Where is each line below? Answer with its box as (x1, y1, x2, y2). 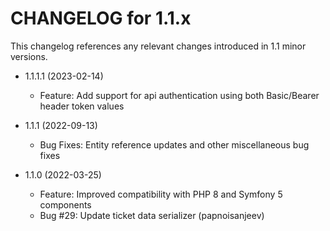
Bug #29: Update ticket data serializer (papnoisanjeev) (39, 209, 265, 221)
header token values (39, 100, 125, 112)
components (39, 198, 92, 211)
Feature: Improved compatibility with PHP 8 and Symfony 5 (39, 188, 283, 200)
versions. (10, 50, 48, 62)
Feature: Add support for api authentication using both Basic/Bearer (39, 89, 320, 101)
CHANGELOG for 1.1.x (10, 7, 192, 30)
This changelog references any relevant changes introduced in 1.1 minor (10, 40, 307, 52)
